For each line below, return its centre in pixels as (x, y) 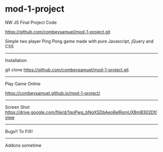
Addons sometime (23, 145)
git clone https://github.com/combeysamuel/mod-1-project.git (67, 69)
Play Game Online (23, 84)
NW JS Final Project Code (31, 22)
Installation (16, 60)
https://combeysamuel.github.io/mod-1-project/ (53, 93)
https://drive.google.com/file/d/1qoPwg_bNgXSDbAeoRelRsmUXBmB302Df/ (81, 112)
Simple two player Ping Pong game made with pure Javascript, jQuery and (79, 41)
